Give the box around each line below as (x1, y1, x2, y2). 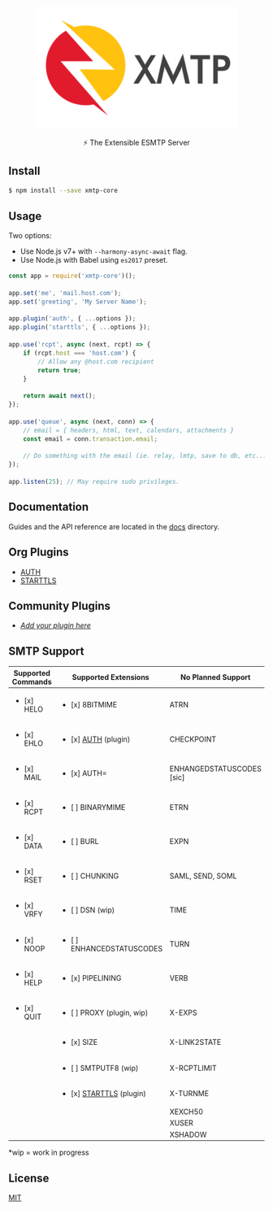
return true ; (37, 366, 82, 374)
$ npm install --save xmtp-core (8, 186, 118, 195)
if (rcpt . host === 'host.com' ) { (23, 349, 136, 357)
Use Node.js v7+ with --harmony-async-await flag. (19, 246, 188, 256)
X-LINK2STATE (169, 1038, 222, 1047)
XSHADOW (169, 1129, 207, 1139)
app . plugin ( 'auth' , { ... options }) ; (8, 315, 136, 323)
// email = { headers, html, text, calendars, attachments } (23, 426, 234, 434)
